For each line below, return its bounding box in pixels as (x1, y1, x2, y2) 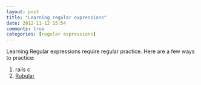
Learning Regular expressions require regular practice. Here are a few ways (6, 48, 195, 55)
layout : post (6, 8, 39, 15)
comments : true (6, 25, 45, 32)
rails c (15, 66, 31, 73)
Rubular (15, 72, 35, 80)
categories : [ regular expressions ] (6, 31, 96, 37)
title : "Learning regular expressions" (6, 14, 107, 20)
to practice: (6, 54, 35, 61)
